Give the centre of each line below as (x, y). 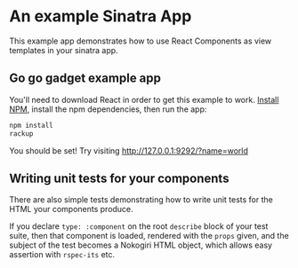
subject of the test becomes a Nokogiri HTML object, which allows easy (141, 245)
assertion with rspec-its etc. (62, 255)
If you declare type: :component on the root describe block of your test (139, 226)
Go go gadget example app (85, 79)
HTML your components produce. (71, 209)
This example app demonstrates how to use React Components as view (141, 41)
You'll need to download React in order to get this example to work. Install (144, 99)
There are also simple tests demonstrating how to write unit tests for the (141, 200)
